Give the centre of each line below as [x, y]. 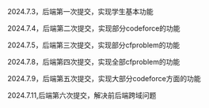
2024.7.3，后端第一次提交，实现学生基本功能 [80, 11]
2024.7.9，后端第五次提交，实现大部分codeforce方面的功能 [104, 78]
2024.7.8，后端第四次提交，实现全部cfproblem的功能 [94, 62]
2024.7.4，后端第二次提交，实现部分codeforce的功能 [94, 28]
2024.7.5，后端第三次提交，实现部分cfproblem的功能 [93, 45]
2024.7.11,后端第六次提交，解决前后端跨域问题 [82, 95]
